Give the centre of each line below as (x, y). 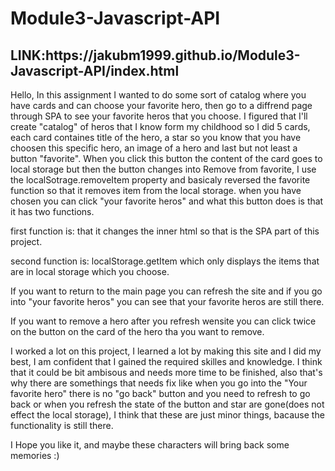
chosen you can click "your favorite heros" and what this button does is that (167, 201)
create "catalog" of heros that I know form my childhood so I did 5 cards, (160, 126)
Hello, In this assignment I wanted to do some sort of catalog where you (158, 95)
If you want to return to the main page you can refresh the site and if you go (166, 291)
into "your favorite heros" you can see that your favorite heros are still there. (167, 301)
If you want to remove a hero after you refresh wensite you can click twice (163, 321)
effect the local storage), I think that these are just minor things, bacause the (167, 415)
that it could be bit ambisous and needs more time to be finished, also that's (166, 372)
